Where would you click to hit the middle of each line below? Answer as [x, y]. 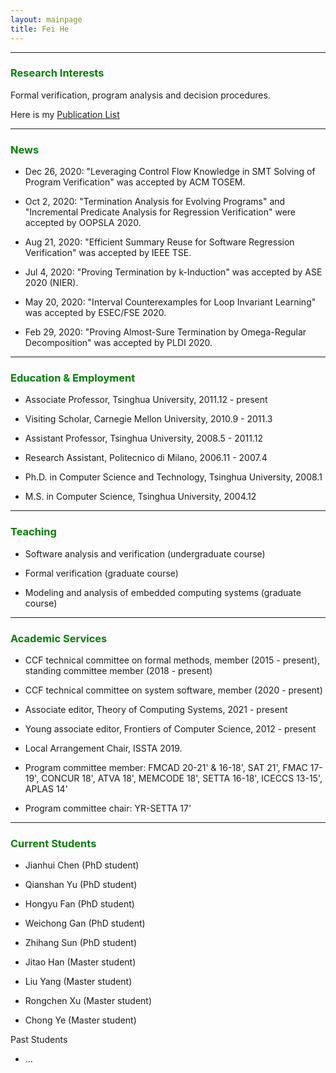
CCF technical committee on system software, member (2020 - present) [173, 690]
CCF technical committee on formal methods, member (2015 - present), [172, 660]
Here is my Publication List [65, 114]
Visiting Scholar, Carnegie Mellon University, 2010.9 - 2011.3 [148, 419]
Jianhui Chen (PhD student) [82, 865]
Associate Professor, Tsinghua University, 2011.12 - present [146, 400]
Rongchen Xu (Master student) [88, 1001]
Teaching [33, 532]
